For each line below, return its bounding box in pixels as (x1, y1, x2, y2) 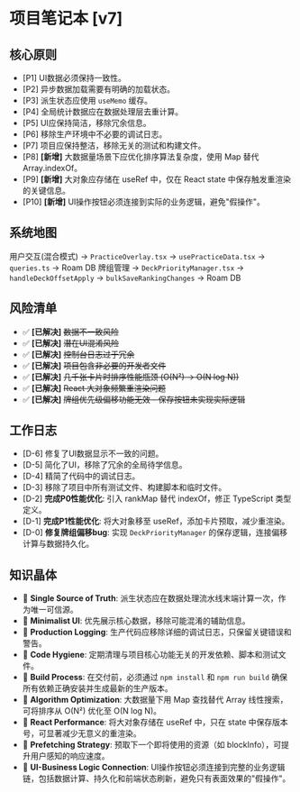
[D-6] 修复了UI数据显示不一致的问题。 (22, 448, 164, 460)
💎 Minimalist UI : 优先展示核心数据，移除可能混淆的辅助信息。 (22, 615, 250, 626)
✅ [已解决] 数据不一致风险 (22, 326, 120, 337)
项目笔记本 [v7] (9, 8, 123, 29)
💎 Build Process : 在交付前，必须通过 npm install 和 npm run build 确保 (22, 672, 288, 683)
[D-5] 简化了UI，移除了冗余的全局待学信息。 (22, 460, 187, 470)
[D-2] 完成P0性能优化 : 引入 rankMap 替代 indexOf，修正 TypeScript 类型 (22, 493, 292, 505)
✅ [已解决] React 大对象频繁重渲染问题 (22, 382, 167, 393)
